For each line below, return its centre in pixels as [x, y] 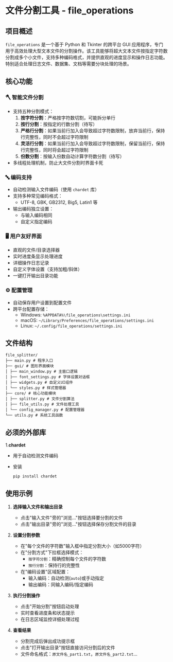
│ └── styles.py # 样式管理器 [36, 388]
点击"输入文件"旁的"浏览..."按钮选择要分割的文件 [72, 518]
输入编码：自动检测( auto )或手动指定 [66, 578]
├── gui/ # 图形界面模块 [30, 366]
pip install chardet [35, 476]
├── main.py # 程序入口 [29, 361]
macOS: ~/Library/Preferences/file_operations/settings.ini [87, 320]
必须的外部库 [26, 432]
